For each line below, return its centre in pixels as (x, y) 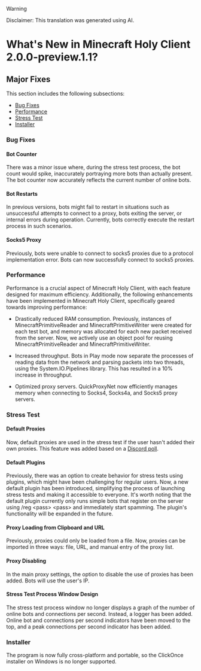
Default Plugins (26, 462)
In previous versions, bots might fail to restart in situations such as (88, 207)
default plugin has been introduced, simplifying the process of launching (96, 488)
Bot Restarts (22, 193)
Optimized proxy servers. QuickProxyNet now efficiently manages (96, 386)
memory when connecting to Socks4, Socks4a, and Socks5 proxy (96, 393)
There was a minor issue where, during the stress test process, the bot (93, 168)
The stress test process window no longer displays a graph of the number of (100, 608)
